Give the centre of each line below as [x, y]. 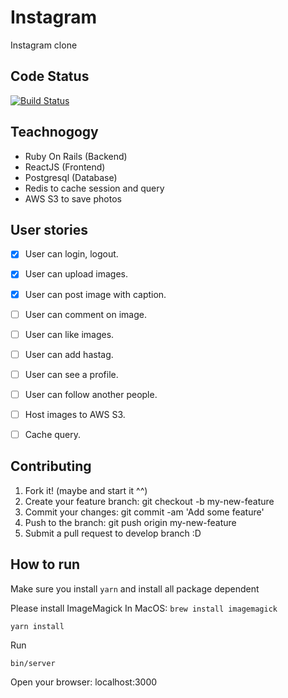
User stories [49, 229]
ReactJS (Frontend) [65, 167]
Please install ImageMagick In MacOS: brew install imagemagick [144, 608]
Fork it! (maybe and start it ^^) [86, 490]
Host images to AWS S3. [75, 414]
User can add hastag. [69, 354]
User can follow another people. [91, 394]
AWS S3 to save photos [73, 198]
